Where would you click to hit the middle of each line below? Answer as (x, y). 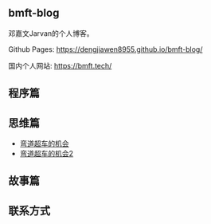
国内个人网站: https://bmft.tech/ (60, 65)
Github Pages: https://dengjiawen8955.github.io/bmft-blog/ (105, 49)
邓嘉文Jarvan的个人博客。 (51, 33)
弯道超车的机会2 (47, 154)
